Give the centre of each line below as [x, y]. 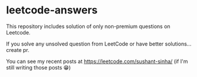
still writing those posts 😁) [39, 67]
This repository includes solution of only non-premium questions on [88, 26]
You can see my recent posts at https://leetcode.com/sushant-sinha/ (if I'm [97, 61]
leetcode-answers [52, 10]
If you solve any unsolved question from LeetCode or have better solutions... [99, 44]
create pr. [18, 50]
